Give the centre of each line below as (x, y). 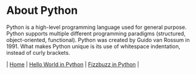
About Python (42, 11)
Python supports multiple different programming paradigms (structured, (96, 33)
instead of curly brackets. (38, 52)
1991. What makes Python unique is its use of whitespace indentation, (93, 46)
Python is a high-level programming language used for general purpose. (96, 27)
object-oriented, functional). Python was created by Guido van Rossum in (98, 40)
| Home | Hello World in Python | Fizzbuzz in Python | (73, 64)
